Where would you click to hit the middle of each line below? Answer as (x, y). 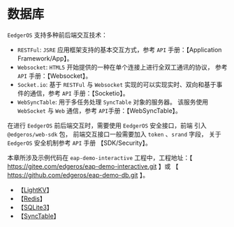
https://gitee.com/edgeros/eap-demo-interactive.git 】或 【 (93, 166)
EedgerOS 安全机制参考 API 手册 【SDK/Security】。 (79, 143)
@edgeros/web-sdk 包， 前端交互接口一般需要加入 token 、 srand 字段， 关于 (114, 134)
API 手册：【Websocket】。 (54, 76)
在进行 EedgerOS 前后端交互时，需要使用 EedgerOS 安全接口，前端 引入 (107, 125)
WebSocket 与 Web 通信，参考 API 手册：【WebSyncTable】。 (99, 110)
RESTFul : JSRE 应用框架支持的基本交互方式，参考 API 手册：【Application (119, 49)
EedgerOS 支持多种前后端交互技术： (58, 35)
